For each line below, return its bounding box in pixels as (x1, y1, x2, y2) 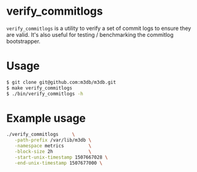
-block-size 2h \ (14, 149, 92, 155)
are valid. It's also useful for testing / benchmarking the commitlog (6, 31, 174, 38)
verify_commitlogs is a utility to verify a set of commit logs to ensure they (6, 24, 191, 32)
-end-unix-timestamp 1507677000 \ (14, 160, 103, 166)
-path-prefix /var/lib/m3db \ (14, 137, 92, 143)
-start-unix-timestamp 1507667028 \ (14, 154, 108, 160)
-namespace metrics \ (14, 143, 92, 149)
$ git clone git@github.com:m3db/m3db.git (6, 79, 116, 85)
